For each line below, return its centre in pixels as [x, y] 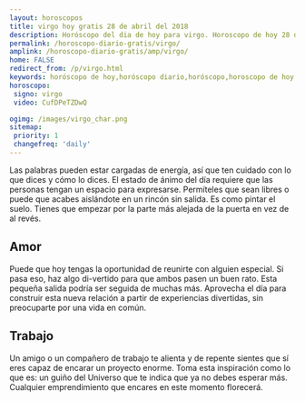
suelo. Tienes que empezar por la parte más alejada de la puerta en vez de [149, 208]
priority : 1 [36, 136]
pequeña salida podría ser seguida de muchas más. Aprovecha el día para [148, 288]
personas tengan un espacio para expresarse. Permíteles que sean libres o [149, 189]
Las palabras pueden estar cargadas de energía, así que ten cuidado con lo [151, 170]
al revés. [25, 218]
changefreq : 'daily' [52, 145]
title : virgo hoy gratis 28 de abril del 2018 [99, 26]
